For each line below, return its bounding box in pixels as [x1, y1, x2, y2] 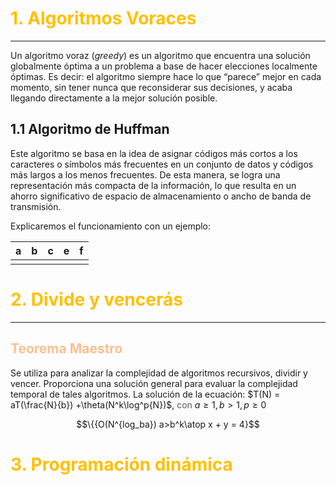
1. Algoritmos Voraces [10, 7, 197, 30]
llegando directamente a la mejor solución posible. [10, 92, 218, 104]
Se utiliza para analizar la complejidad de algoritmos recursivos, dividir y [10, 367, 308, 379]
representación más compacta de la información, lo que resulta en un [10, 179, 297, 191]
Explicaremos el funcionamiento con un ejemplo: [10, 220, 212, 232]
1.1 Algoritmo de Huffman [10, 121, 170, 138]
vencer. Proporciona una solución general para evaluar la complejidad [10, 377, 298, 389]
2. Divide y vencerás [10, 288, 183, 311]
